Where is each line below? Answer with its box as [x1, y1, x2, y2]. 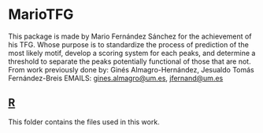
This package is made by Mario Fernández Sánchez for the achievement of [8, 31, 252, 41]
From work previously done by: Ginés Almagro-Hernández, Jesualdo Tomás [8, 65, 254, 74]
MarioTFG [8, 6, 74, 24]
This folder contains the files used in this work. [8, 116, 160, 127]
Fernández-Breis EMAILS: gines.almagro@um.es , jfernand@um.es [8, 73, 224, 83]
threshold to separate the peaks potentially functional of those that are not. [8, 57, 251, 66]
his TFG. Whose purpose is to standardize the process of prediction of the [8, 39, 250, 49]
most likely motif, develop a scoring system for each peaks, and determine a [8, 48, 256, 57]
